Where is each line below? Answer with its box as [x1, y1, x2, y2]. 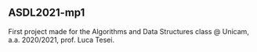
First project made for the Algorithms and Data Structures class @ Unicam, [8, 26, 249, 36]
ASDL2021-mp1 [8, 6, 85, 19]
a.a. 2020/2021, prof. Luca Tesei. [8, 35, 115, 44]
